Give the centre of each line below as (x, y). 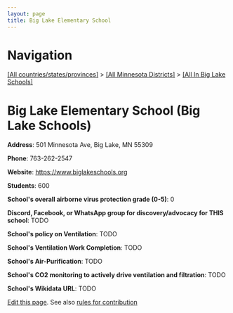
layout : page (26, 14)
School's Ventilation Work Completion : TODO (75, 248)
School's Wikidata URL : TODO (52, 288)
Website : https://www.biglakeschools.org (67, 172)
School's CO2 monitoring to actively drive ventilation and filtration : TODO (116, 275)
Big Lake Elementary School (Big (104, 110)
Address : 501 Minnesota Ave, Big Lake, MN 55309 (80, 145)
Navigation (40, 55)
